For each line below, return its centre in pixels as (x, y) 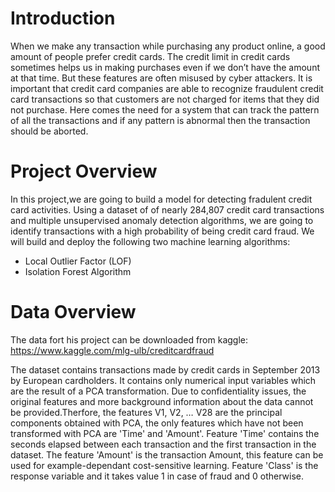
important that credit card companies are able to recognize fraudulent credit (167, 88)
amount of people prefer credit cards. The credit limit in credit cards (150, 56)
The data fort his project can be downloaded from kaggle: (129, 339)
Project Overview (84, 171)
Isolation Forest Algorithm (78, 271)
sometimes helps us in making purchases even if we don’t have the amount (165, 67)
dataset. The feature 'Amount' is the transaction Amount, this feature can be (167, 454)
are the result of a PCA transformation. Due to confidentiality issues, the (158, 391)
